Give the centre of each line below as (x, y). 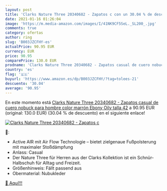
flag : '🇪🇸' (17, 74)
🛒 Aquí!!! (14, 183)
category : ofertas (24, 33)
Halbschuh (23, 163)
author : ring (19, 38)
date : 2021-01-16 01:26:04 (33, 19)
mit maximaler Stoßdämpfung (43, 147)
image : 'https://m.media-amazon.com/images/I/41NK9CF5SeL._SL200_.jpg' (81, 24)
